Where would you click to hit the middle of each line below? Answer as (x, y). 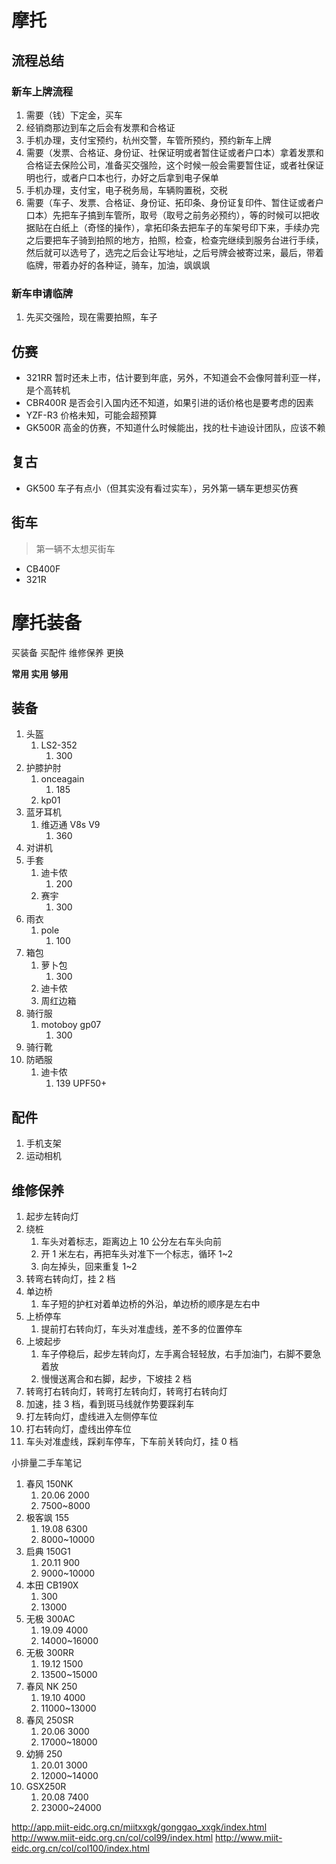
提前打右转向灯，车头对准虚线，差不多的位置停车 (141, 1328)
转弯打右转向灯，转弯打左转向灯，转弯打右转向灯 (126, 1391)
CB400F (43, 568)
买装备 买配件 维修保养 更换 (67, 652)
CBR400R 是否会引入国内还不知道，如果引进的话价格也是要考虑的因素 (169, 402)
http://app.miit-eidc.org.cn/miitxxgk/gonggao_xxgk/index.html (139, 1827)
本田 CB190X (52, 1585)
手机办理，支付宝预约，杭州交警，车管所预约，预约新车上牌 (148, 140)
